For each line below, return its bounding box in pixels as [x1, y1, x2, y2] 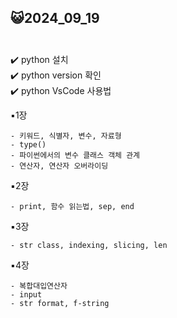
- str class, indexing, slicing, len [10, 240, 168, 250]
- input [10, 289, 43, 300]
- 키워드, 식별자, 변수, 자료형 [10, 131, 122, 141]
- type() [10, 139, 47, 150]
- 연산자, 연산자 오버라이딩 [10, 161, 109, 171]
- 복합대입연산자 [10, 281, 68, 291]
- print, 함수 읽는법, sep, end [10, 201, 135, 211]
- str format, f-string [10, 298, 110, 308]
